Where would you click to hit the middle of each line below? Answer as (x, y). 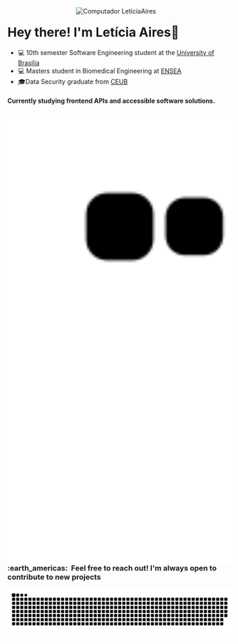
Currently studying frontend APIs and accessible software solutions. (112, 101)
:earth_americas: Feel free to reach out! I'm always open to (112, 568)
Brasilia (29, 63)
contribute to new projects (54, 577)
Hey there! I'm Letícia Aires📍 (93, 32)
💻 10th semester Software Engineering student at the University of (116, 52)
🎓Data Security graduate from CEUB (73, 81)
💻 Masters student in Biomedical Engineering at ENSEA (99, 71)
